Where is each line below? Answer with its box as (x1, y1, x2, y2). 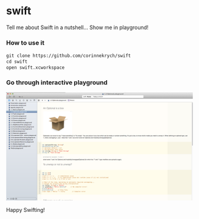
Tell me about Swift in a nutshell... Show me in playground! (6, 24, 149, 31)
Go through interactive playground (6, 78, 108, 87)
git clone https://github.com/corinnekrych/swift (6, 53, 131, 59)
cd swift (6, 59, 28, 65)
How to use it (6, 39, 44, 47)
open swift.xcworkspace (6, 65, 65, 71)
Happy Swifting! (6, 206, 46, 213)
